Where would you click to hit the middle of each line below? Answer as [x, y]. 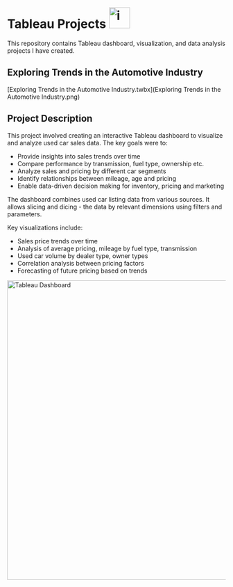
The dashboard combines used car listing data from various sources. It [109, 199]
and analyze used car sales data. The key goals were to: [87, 143]
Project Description [50, 119]
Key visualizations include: [45, 227]
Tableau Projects [57, 24]
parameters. [25, 214]
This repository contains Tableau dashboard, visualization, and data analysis [116, 43]
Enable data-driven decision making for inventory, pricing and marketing [121, 186]
